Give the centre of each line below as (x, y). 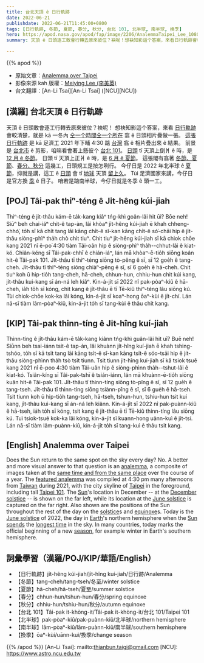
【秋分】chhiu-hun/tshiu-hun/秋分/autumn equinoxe (80, 605)
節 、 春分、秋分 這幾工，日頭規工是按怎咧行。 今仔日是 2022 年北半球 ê (95, 166)
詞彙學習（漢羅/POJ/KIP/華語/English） (81, 558)
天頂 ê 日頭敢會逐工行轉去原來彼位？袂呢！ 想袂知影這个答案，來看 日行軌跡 (101, 127)
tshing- (183, 346)
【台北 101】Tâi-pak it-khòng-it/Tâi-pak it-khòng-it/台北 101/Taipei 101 (102, 612)
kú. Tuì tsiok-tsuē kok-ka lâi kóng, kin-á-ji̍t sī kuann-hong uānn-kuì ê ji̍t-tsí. (100, 418)
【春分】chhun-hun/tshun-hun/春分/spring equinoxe (81, 597)
